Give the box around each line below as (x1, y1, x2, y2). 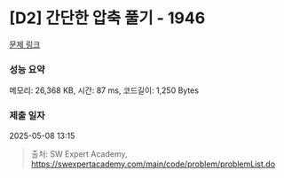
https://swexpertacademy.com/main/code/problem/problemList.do (30, 159, 276, 169)
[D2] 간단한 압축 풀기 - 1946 (9, 8, 206, 28)
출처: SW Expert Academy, (30, 148, 128, 159)
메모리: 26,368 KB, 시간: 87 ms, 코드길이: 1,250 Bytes (9, 85, 200, 96)
